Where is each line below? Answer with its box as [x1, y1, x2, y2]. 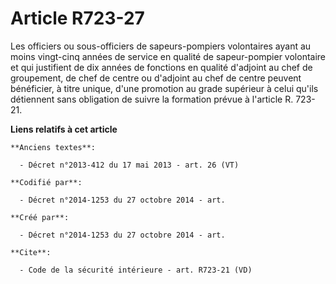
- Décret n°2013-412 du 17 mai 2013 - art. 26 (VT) [19, 160, 240, 170]
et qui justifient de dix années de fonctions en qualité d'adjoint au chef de [10, 61, 313, 73]
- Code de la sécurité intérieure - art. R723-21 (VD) [19, 265, 253, 275]
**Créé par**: [10, 212, 70, 222]
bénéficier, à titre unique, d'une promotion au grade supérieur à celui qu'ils [10, 82, 319, 94]
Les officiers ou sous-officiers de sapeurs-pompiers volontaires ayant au [10, 40, 312, 52]
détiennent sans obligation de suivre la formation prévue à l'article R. [10, 93, 294, 105]
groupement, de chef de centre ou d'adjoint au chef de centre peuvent [10, 72, 302, 84]
